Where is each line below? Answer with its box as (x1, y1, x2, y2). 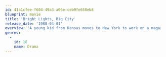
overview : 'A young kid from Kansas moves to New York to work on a (5, 26, 149, 31)
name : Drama (14, 44, 39, 49)
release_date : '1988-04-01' (5, 21, 63, 26)
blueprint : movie (5, 12, 41, 17)
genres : (5, 30, 21, 35)
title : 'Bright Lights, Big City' (5, 16, 77, 21)
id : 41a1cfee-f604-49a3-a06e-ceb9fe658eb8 (5, 7, 94, 12)
